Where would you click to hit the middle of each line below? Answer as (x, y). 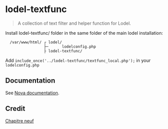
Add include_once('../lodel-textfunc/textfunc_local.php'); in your (78, 60)
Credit (15, 109)
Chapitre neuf (19, 121)
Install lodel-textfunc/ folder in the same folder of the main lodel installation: (84, 33)
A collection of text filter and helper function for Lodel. (74, 23)
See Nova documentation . (32, 93)
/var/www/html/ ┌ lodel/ (36, 42)
